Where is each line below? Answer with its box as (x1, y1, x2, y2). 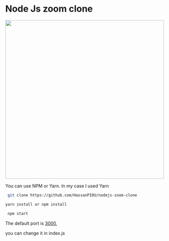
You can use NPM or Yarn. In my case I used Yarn (5, 183, 109, 189)
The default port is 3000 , (5, 220, 57, 226)
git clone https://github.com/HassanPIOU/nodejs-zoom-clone (7, 192, 138, 198)
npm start (7, 211, 28, 216)
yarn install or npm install (5, 201, 67, 207)
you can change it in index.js (5, 230, 65, 236)
